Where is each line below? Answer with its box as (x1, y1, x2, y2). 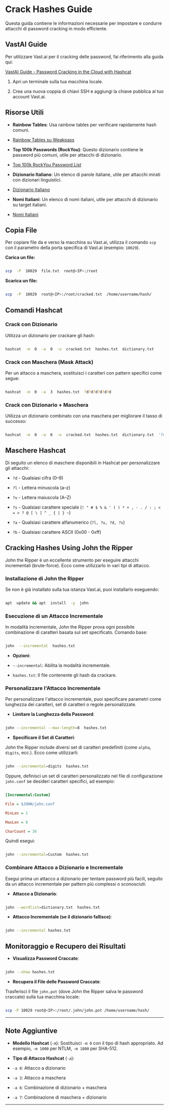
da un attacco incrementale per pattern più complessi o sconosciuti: (5, 881, 146, 887)
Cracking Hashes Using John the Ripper (5, 543, 133, 552)
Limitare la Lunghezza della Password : (12, 711, 95, 717)
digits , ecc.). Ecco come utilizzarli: (5, 750, 79, 756)
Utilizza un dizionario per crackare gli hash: (5, 332, 95, 338)
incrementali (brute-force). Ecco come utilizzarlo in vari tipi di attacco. (5, 562, 150, 568)
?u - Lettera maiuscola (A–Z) (12, 494, 71, 500)
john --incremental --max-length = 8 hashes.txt (5, 725, 107, 730)
